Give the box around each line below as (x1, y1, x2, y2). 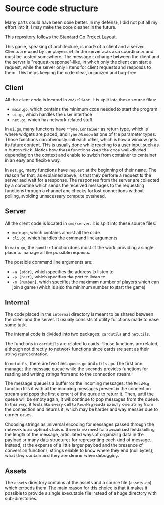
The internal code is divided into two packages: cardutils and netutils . (5, 331, 151, 337)
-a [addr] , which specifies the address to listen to (12, 268, 114, 275)
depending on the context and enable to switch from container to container (5, 152, 157, 158)
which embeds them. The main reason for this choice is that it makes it (5, 485, 148, 491)
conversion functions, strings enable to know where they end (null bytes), (5, 447, 154, 454)
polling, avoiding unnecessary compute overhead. (5, 193, 106, 199)
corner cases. (5, 412, 33, 418)
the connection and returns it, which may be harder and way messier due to (5, 406, 158, 412)
